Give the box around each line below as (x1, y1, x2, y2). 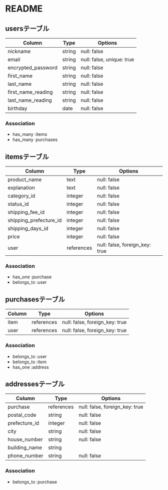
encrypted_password (7, 64, 57, 71)
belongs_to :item (12, 359, 47, 365)
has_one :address (12, 364, 49, 370)
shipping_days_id (7, 225, 48, 232)
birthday (7, 105, 27, 112)
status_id (7, 201, 29, 208)
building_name (7, 444, 42, 451)
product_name (7, 176, 42, 183)
